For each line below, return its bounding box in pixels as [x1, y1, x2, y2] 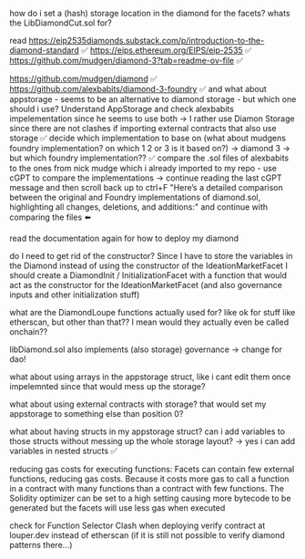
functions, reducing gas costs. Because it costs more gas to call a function [9, 473, 290, 484]
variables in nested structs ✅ [9, 446, 118, 456]
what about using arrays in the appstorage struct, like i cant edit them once [9, 371, 291, 382]
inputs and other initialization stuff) [9, 289, 140, 300]
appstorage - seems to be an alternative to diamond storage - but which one [9, 94, 297, 104]
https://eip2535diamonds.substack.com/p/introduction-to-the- [28, 36, 265, 46]
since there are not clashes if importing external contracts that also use [9, 123, 277, 133]
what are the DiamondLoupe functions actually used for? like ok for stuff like [9, 307, 296, 317]
